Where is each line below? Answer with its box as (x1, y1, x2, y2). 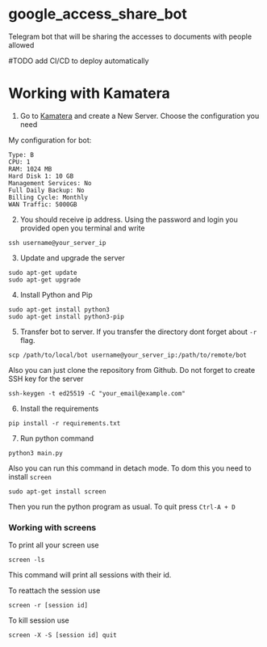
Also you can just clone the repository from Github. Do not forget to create (8, 365, 256, 374)
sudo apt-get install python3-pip (8, 312, 125, 320)
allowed (8, 40, 35, 49)
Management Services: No (8, 179, 92, 187)
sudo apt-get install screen (8, 487, 106, 496)
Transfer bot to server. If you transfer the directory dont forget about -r (19, 327, 257, 336)
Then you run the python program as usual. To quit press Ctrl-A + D (8, 501, 236, 511)
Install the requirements (19, 404, 99, 413)
